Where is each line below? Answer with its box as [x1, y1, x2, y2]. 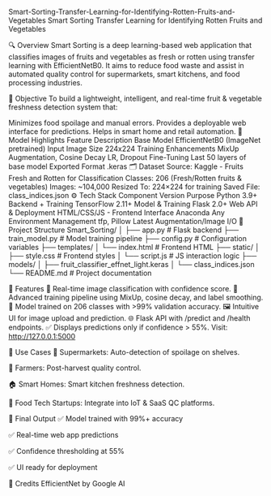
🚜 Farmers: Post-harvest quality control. [8, 363, 142, 373]
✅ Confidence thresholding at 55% [8, 446, 125, 455]
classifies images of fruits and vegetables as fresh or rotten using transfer [8, 52, 255, 62]
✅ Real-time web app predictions [8, 430, 119, 439]
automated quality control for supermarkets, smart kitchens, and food [8, 69, 240, 79]
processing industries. [8, 78, 83, 88]
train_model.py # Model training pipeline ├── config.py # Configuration [8, 234, 248, 243]
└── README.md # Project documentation [8, 268, 152, 278]
